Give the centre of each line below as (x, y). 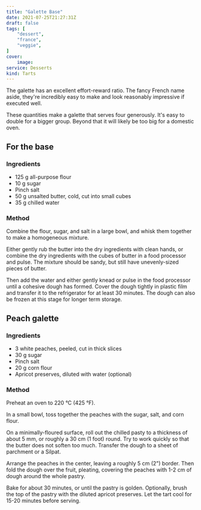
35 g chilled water (37, 202)
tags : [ (16, 29)
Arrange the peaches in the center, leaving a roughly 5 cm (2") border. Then (100, 464)
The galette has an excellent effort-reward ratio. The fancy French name (95, 90)
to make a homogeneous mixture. (48, 238)
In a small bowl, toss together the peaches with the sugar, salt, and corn (95, 415)
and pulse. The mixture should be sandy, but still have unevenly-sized (92, 262)
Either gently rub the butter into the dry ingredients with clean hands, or (95, 249)
